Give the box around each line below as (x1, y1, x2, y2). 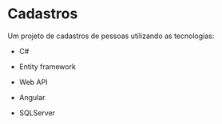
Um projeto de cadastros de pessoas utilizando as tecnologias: (7, 31, 215, 41)
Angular (18, 92, 46, 102)
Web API (18, 77, 48, 87)
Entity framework (18, 61, 77, 72)
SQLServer (18, 108, 56, 118)
